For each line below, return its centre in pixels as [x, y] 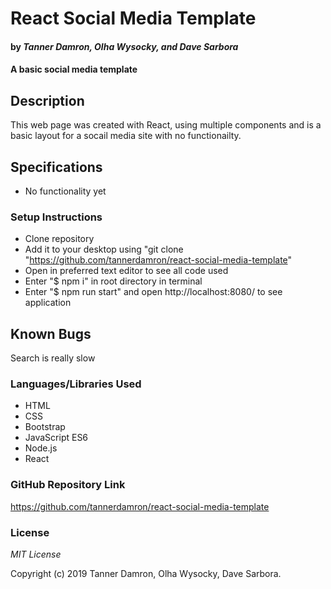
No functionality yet [65, 191]
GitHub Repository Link [68, 485]
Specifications [56, 167]
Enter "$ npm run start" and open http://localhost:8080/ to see [153, 292]
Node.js [41, 448]
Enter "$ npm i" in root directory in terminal [113, 281]
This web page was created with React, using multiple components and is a [166, 125]
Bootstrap [45, 427]
